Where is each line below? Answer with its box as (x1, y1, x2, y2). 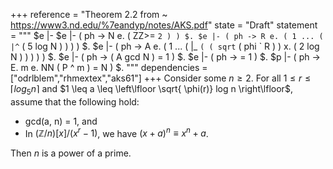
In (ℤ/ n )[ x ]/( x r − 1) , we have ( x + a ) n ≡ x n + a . (24, 125, 209, 139)
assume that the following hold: (10, 95, 140, 108)
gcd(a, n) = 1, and (24, 115, 98, 127)
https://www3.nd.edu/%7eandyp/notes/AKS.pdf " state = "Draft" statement (10, 19, 318, 31)
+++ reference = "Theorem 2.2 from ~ (10, 9, 168, 20)
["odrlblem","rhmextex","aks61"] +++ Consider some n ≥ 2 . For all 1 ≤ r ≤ (10, 72, 312, 84)
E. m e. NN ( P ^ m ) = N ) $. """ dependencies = (10, 62, 208, 73)
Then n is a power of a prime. (10, 147, 132, 159)
